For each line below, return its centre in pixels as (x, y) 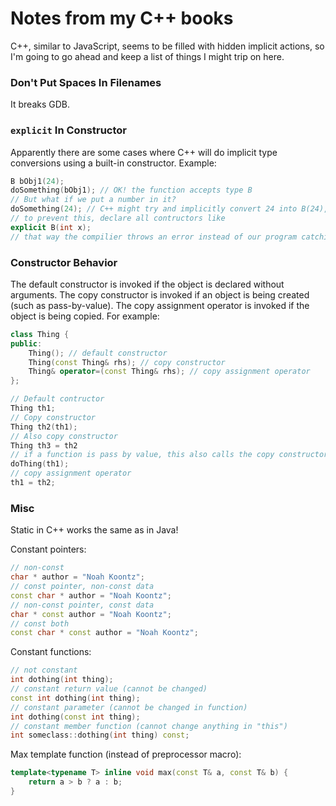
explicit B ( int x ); (51, 227)
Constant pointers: (48, 549)
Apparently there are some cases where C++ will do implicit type (144, 152)
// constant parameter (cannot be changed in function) (129, 707)
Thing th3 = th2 (44, 445)
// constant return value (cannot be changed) (109, 689)
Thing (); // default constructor (98, 353)
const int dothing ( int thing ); (75, 698)
